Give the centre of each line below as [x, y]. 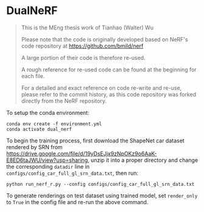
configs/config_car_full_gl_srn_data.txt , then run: [72, 173]
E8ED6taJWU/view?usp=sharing [47, 160]
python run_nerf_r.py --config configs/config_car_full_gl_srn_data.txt [100, 184]
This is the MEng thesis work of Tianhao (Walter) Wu [87, 27]
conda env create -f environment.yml [54, 124]
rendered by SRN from [34, 147]
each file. [33, 76]
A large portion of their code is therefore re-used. [83, 57]
